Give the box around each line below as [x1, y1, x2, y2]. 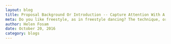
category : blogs [5, 31, 40, 36]
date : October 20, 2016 [5, 26, 56, 31]
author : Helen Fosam [5, 21, 49, 27]
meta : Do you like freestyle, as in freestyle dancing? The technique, [5, 17, 160, 22]
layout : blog [5, 7, 33, 13]
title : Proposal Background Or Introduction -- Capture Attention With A [5, 12, 165, 17]
